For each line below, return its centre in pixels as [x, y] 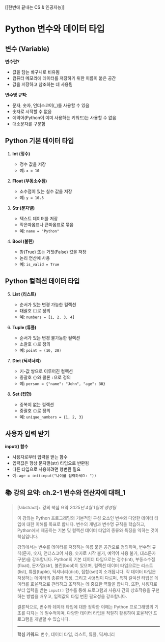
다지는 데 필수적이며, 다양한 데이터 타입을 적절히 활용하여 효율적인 [89, 613]
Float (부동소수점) [30, 181]
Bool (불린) [23, 241]
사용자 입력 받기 [27, 434]
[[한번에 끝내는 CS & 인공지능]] [35, 7]
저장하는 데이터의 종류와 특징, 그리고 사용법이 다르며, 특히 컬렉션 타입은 [85, 578]
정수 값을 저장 [33, 164]
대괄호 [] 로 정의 [35, 310]
